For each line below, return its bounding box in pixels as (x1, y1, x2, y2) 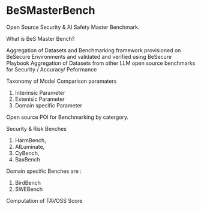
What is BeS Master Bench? (6, 35, 75, 42)
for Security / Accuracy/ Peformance (6, 65, 97, 73)
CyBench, (14, 149, 40, 157)
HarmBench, (14, 136, 46, 144)
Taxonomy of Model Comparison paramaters (6, 77, 117, 85)
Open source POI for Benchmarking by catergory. (6, 113, 129, 121)
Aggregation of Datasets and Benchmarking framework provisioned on (6, 46, 181, 54)
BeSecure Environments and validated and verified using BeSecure (6, 53, 172, 60)
